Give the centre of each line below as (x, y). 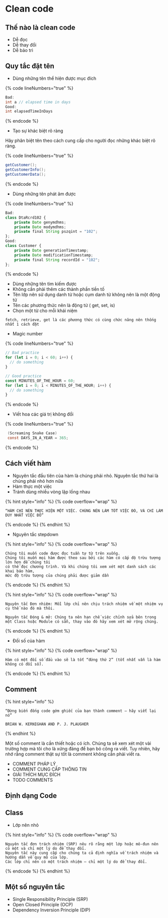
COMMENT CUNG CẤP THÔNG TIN (50, 769)
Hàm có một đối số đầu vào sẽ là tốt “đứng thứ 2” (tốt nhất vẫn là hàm (83, 659)
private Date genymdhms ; (40, 222)
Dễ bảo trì (23, 50)
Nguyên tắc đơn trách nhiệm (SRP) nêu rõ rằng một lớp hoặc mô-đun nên (82, 844)
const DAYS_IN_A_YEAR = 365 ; (38, 438)
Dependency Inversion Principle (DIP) (51, 910)
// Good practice (23, 376)
